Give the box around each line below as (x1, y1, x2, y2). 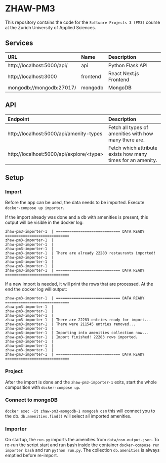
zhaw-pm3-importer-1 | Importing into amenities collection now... (5, 331, 149, 336)
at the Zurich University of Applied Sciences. (5, 24, 96, 30)
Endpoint (7, 116, 30, 123)
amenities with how (108, 130, 153, 137)
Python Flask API (108, 62, 148, 69)
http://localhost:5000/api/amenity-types (7, 130, 103, 137)
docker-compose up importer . (5, 205, 64, 210)
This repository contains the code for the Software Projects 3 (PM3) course (5, 19, 161, 25)
